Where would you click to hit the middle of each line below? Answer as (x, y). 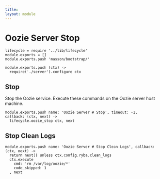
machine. (14, 104)
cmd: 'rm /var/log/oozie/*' (42, 164)
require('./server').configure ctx (45, 72)
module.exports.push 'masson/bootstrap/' (48, 59)
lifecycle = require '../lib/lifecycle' (47, 51)
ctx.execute (22, 160)
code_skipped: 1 (30, 168)
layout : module (20, 14)
